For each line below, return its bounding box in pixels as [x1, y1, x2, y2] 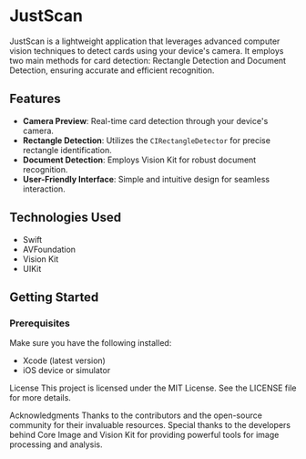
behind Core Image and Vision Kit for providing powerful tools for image [9, 430, 280, 441]
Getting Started [9, 289, 99, 305]
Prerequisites [9, 317, 70, 329]
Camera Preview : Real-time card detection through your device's [22, 115, 269, 126]
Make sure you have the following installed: [9, 338, 172, 349]
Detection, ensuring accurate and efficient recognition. [9, 65, 215, 76]
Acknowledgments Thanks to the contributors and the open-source [9, 410, 262, 421]
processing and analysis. [9, 439, 103, 450]
